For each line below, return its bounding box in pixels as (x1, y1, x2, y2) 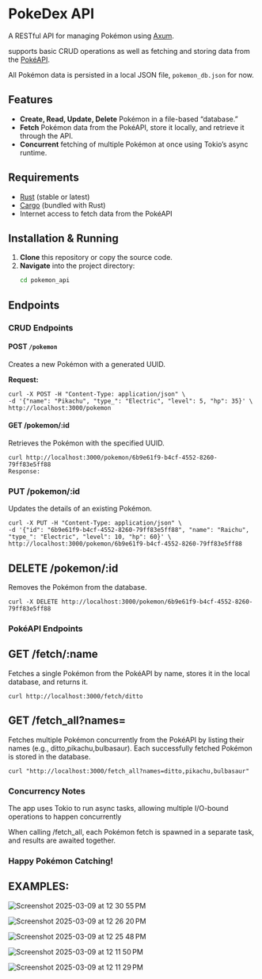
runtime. (19, 147, 47, 157)
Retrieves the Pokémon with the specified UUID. (8, 438, 165, 448)
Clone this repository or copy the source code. (19, 253, 173, 262)
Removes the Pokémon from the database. (8, 583, 147, 592)
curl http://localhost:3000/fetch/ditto (8, 692, 144, 700)
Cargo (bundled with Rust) (19, 200, 106, 210)
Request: (8, 374, 39, 384)
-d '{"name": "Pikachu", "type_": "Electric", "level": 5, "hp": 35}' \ (8, 397, 253, 405)
